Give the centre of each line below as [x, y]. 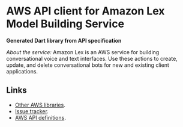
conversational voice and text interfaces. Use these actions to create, [92, 58]
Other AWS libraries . [40, 105]
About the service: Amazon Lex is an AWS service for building [83, 52]
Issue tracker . [32, 111]
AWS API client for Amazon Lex [85, 11]
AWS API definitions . [40, 117]
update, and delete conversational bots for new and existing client [88, 65]
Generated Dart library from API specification [64, 40]
